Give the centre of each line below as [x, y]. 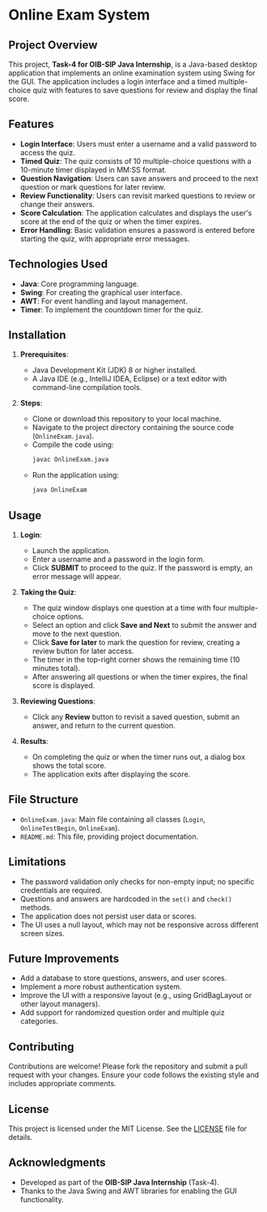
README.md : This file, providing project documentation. [109, 836]
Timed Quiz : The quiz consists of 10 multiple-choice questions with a [136, 161]
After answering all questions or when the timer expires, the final [140, 677]
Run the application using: [76, 475]
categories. [39, 1021]
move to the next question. [77, 634]
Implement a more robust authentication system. [101, 986]
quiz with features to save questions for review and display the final [145, 90]
